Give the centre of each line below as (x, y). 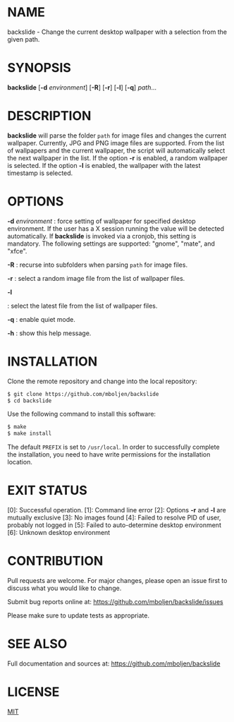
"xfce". (17, 251)
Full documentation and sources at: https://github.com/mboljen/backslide (114, 663)
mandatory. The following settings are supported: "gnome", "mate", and (111, 243)
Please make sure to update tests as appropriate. (79, 615)
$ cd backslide (30, 401)
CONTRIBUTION (55, 561)
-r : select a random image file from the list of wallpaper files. (96, 278)
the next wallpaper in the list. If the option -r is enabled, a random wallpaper (117, 158)
